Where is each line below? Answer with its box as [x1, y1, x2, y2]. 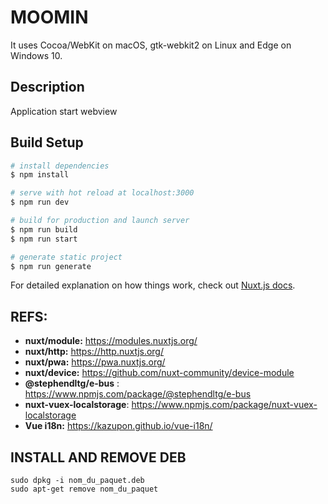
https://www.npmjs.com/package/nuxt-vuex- [131, 399, 318, 411]
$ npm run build [10, 224, 78, 235]
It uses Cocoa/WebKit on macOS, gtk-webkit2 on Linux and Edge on [10, 39, 292, 51]
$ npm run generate [10, 261, 92, 271]
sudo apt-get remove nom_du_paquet [10, 484, 159, 495]
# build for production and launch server [10, 216, 190, 226]
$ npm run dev [10, 197, 70, 208]
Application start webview [10, 105, 118, 117]
